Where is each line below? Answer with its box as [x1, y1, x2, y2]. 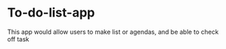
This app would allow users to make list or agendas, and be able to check [7, 28, 219, 36]
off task [7, 35, 29, 43]
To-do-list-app [7, 5, 95, 21]
